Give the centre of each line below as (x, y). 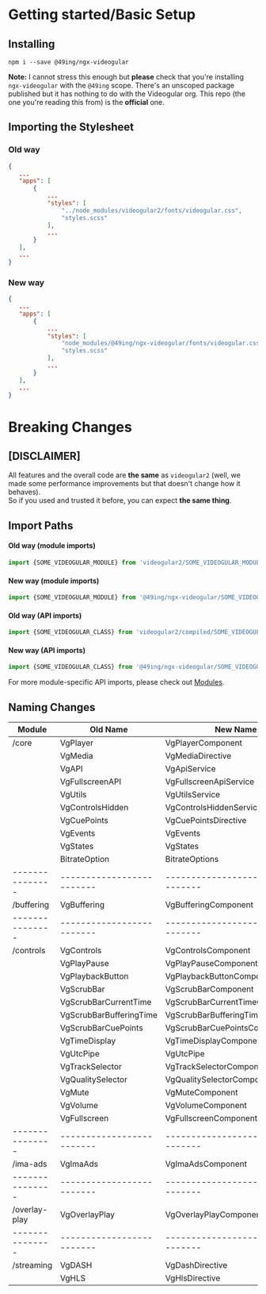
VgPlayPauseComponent (211, 963)
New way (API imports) (47, 650)
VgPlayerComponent (204, 743)
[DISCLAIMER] (44, 456)
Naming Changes (52, 707)
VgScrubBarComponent (209, 989)
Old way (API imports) (45, 615)
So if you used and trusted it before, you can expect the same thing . (120, 500)
